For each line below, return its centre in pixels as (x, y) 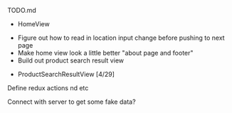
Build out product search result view (71, 60)
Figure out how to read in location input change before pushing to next (121, 38)
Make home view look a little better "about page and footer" (105, 53)
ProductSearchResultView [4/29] (66, 74)
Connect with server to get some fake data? (72, 102)
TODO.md (22, 10)
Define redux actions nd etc (48, 88)
